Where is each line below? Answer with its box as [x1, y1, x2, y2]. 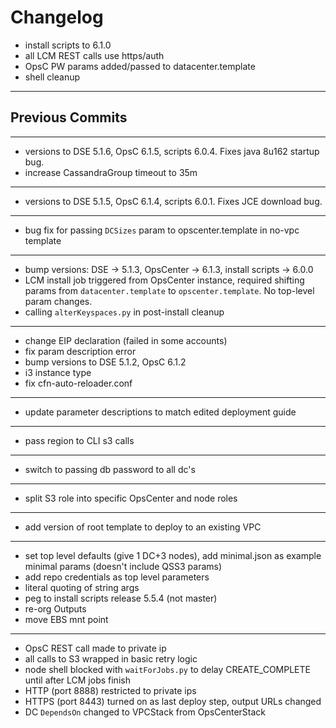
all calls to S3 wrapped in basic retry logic [24, 652, 198, 665]
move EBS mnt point [24, 613, 109, 625]
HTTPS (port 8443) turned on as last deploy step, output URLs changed [24, 695, 322, 707]
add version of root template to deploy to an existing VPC [24, 521, 262, 533]
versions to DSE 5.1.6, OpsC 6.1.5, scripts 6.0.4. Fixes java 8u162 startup [24, 145, 320, 157]
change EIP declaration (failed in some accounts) [24, 334, 228, 346]
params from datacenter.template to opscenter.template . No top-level [24, 284, 315, 296]
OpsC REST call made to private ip [24, 642, 167, 654]
